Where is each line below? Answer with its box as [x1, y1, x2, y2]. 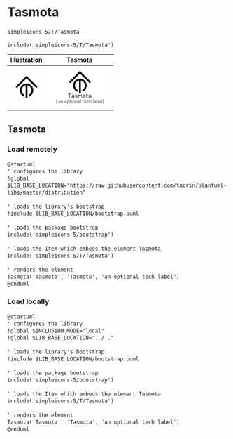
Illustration [10, 55, 43, 64]
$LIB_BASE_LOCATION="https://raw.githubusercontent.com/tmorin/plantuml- [7, 182, 227, 189]
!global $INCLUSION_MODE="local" [7, 327, 105, 334]
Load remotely [7, 144, 58, 154]
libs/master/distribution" [7, 189, 86, 196]
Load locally [7, 296, 50, 306]
